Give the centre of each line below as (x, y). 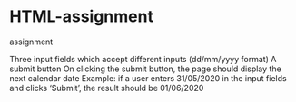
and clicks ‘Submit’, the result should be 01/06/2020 (107, 88)
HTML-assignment (82, 17)
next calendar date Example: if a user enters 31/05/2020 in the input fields (148, 78)
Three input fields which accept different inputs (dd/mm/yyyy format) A (143, 59)
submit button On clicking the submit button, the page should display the (145, 69)
